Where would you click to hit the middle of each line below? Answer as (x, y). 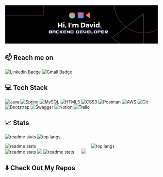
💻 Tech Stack (26, 88)
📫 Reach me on (29, 58)
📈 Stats (17, 123)
